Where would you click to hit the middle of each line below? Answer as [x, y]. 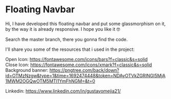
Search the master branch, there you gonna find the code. [67, 39]
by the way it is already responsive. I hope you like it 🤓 [63, 29]
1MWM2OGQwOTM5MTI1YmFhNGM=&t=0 [50, 81]
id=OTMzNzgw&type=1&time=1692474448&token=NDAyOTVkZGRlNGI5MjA [85, 75]
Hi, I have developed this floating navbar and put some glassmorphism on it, [85, 24]
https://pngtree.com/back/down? [84, 70]
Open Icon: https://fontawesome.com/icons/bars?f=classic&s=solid [77, 59]
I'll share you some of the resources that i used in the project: [70, 49]
